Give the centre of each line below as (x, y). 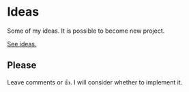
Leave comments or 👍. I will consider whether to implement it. (95, 82)
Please (22, 65)
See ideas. (22, 44)
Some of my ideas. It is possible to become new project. (86, 31)
